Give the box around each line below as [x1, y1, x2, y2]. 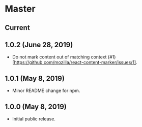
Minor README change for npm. [12, 87, 80, 94]
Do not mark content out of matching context [12, 54, 107, 60]
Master [5, 3, 36, 15]
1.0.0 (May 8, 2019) [5, 102, 67, 111]
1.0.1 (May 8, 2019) [5, 74, 65, 83]
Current [5, 23, 30, 32]
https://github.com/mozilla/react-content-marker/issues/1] [14, 59, 136, 66]
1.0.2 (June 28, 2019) [5, 40, 73, 49]
